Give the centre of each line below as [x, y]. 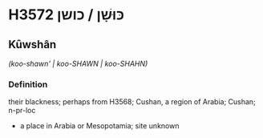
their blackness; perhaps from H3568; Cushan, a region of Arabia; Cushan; [132, 102]
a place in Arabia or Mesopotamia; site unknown [99, 126]
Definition [28, 84]
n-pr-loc [22, 111]
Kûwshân [32, 45]
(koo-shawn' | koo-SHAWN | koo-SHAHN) [78, 63]
